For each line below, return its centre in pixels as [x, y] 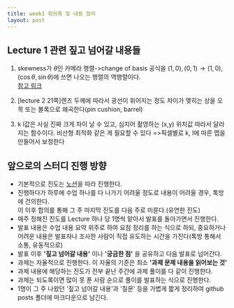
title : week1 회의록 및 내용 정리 [52, 14]
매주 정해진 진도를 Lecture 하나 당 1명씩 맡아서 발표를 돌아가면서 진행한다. [118, 219]
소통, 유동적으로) [40, 245]
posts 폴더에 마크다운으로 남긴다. [63, 298]
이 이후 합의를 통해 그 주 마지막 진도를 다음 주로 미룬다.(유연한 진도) [109, 210]
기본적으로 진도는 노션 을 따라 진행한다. [70, 184]
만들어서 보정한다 [41, 142]
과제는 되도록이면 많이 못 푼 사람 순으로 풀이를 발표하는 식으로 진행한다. [114, 280]
